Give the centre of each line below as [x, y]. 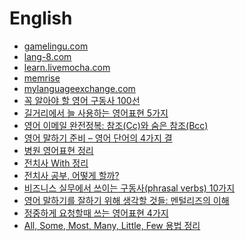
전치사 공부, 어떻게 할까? [71, 175]
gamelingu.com [56, 46]
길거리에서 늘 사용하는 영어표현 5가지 [96, 113]
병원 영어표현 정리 [58, 150]
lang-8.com [47, 56]
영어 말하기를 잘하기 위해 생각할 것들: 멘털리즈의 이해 [126, 200]
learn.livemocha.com [67, 67]
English [41, 18]
